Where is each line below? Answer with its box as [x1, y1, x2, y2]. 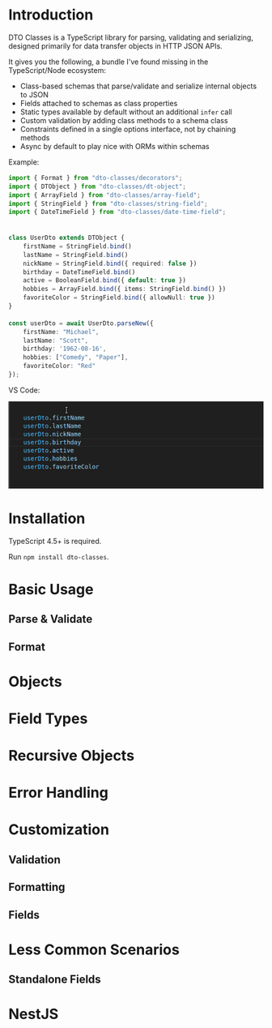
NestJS [8, 1005, 59, 1023]
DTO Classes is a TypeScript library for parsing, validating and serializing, [8, 32, 253, 42]
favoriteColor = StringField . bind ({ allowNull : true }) [23, 293, 216, 302]
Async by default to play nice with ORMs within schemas [19, 141, 210, 151]
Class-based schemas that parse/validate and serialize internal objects [19, 81, 257, 91]
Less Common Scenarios [8, 940, 180, 958]
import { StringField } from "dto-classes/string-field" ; [8, 199, 208, 208]
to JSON [19, 89, 49, 99]
